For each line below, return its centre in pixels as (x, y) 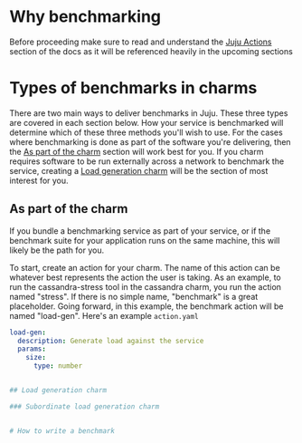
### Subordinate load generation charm (85, 406)
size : (36, 358)
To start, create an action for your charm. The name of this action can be (145, 267)
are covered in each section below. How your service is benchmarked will (146, 122)
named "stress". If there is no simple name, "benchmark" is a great (134, 296)
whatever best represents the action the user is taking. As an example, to (146, 277)
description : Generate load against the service (111, 341)
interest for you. (39, 180)
